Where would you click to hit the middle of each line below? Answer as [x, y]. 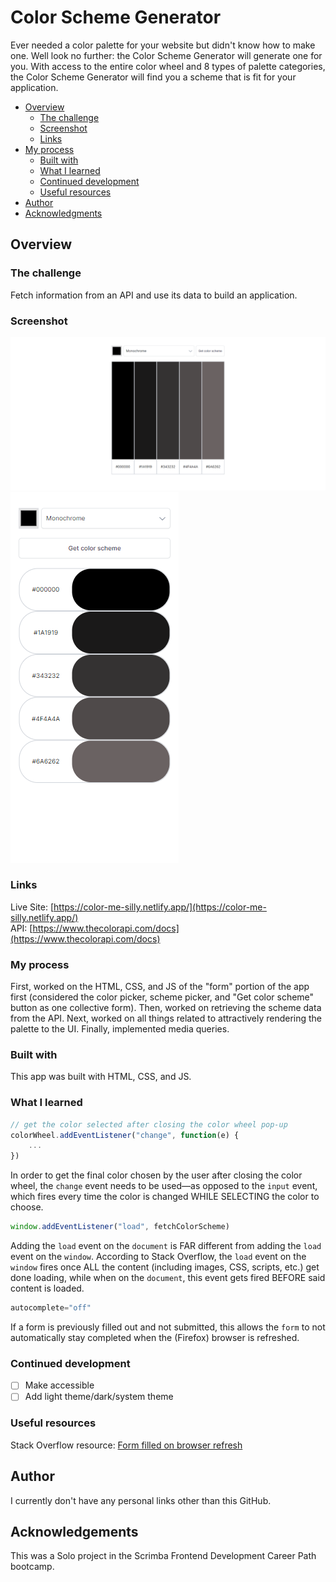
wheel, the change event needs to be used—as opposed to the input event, [164, 1186]
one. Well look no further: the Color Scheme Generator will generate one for [166, 55]
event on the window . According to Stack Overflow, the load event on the [158, 1257]
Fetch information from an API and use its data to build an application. [154, 295]
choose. [27, 1207]
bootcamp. [32, 1567]
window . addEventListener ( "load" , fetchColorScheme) [120, 1227]
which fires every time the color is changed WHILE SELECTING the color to [165, 1197]
